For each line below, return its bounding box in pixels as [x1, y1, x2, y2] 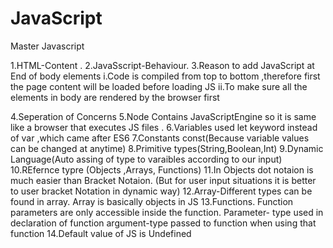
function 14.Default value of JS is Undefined [10, 227, 192, 239]
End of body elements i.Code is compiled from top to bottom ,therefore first [10, 70, 321, 82]
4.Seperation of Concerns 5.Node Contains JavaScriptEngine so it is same [10, 110, 317, 122]
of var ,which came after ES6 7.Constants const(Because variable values [10, 132, 310, 144]
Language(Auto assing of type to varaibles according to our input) [10, 153, 283, 165]
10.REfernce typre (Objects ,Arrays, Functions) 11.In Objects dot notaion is [10, 163, 314, 176]
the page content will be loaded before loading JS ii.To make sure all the [10, 80, 308, 92]
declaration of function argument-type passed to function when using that [10, 217, 317, 229]
